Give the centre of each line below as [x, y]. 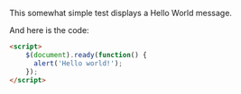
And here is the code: [49, 30]
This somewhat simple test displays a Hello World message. [121, 13]
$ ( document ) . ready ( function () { [86, 55]
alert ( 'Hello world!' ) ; [78, 63]
